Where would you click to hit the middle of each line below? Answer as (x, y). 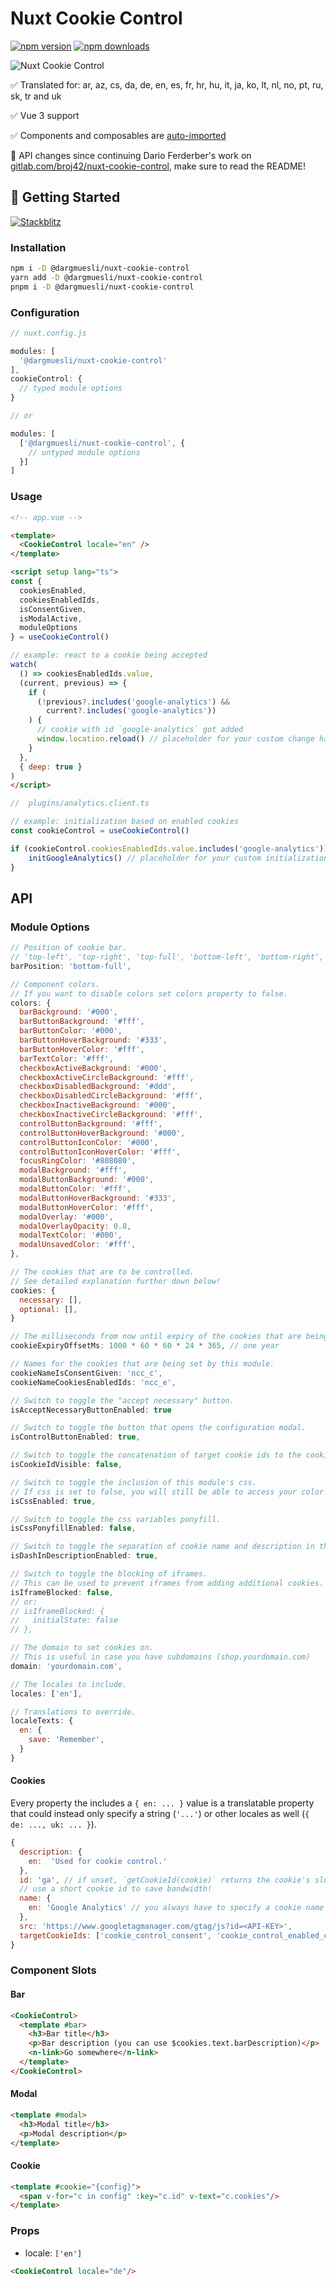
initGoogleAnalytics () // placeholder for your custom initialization (178, 858)
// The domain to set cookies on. (82, 1648)
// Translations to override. (73, 1712)
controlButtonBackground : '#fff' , (91, 1123)
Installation (38, 247)
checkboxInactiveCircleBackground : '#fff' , (111, 1115)
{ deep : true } (51, 767)
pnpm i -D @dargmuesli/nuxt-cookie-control (102, 287)
